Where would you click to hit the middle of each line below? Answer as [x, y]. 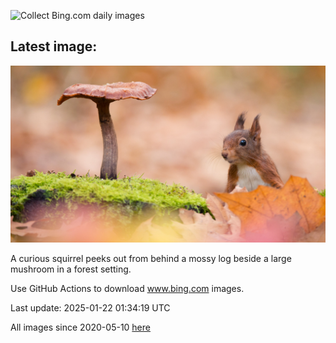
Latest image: [54, 46]
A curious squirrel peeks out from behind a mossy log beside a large [151, 259]
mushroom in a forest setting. [71, 269]
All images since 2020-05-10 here [80, 327]
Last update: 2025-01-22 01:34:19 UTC [90, 308]
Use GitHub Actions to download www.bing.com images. [127, 289]
